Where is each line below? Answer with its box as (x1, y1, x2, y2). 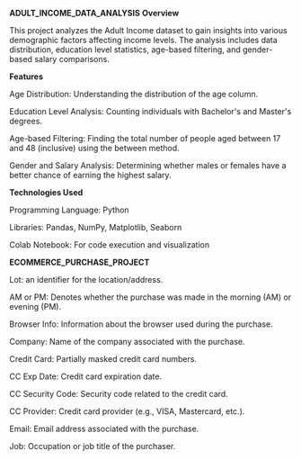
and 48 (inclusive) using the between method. (9, 143, 180, 153)
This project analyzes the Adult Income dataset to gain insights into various (9, 25, 288, 35)
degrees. (9, 116, 43, 126)
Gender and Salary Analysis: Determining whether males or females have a (9, 160, 287, 170)
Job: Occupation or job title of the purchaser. (9, 441, 176, 451)
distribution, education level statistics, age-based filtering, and (9, 44, 241, 55)
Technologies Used (9, 187, 84, 197)
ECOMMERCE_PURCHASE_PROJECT (9, 257, 150, 267)
